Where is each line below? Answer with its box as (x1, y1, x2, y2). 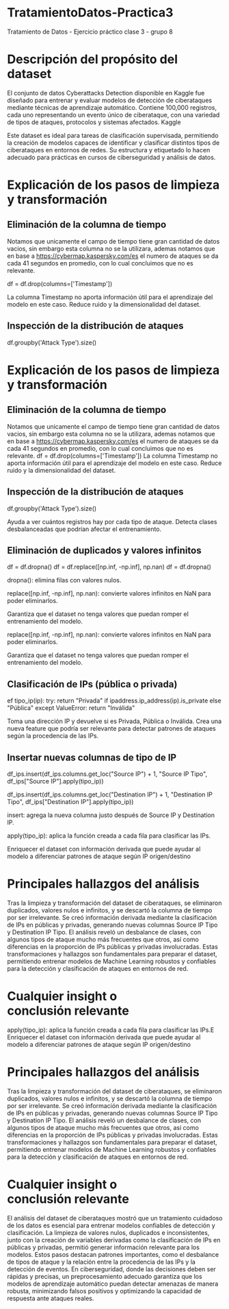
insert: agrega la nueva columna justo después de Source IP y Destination (7, 811, 215, 819)
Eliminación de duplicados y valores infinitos (7, 544, 202, 556)
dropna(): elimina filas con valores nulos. (7, 576, 122, 585)
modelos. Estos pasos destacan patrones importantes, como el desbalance (7, 1250, 219, 1258)
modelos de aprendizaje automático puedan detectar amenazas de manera (7, 1279, 219, 1288)
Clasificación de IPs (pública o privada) (7, 678, 178, 690)
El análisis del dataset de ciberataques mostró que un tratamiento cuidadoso (7, 1214, 223, 1222)
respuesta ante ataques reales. (7, 1294, 94, 1302)
